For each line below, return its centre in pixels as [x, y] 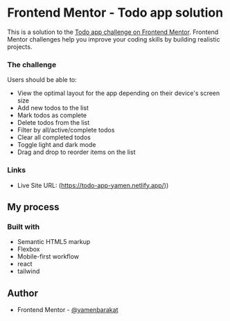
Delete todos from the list [53, 123]
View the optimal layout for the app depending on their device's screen [118, 93]
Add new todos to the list [53, 108]
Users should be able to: [42, 80]
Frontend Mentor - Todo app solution [115, 13]
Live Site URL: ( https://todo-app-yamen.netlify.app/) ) [93, 185]
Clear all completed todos [54, 137]
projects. [20, 46]
